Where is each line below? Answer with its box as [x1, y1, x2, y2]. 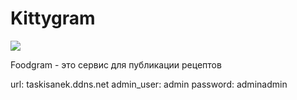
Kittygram [10, 7, 96, 30]
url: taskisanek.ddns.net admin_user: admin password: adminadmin [10, 78, 288, 90]
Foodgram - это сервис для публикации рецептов [10, 58, 222, 71]
